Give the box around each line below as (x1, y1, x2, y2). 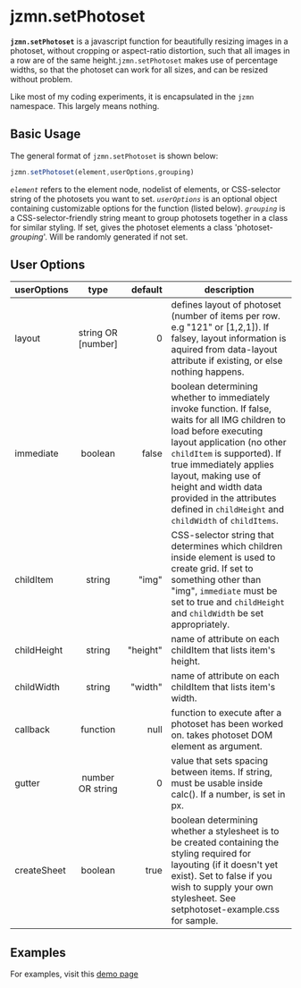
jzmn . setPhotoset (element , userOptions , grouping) (10, 167, 195, 176)
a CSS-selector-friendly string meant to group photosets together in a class (10, 212, 288, 223)
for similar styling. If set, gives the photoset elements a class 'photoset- (10, 222, 273, 232)
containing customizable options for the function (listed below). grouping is (10, 203, 286, 214)
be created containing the (171, 836, 280, 849)
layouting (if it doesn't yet (171, 858, 279, 871)
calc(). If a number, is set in (171, 789, 286, 801)
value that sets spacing (171, 755, 269, 767)
